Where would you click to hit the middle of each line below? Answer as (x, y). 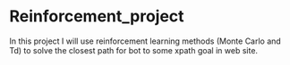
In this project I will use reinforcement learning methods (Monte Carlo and (145, 41)
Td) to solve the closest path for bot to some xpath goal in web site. (133, 50)
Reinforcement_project (97, 16)
